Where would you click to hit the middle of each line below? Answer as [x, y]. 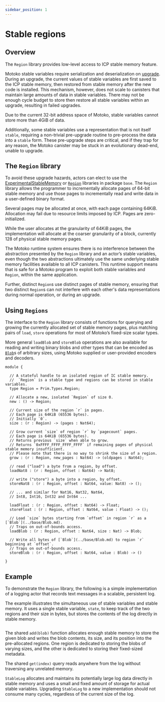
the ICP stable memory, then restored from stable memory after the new [78, 84]
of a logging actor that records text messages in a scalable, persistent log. [81, 594]
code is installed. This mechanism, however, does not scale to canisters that [82, 89]
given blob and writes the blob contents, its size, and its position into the [78, 638]
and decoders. [20, 358]
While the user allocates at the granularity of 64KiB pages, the [68, 229]
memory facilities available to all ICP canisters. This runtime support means [81, 264]
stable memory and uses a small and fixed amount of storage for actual [77, 684]
